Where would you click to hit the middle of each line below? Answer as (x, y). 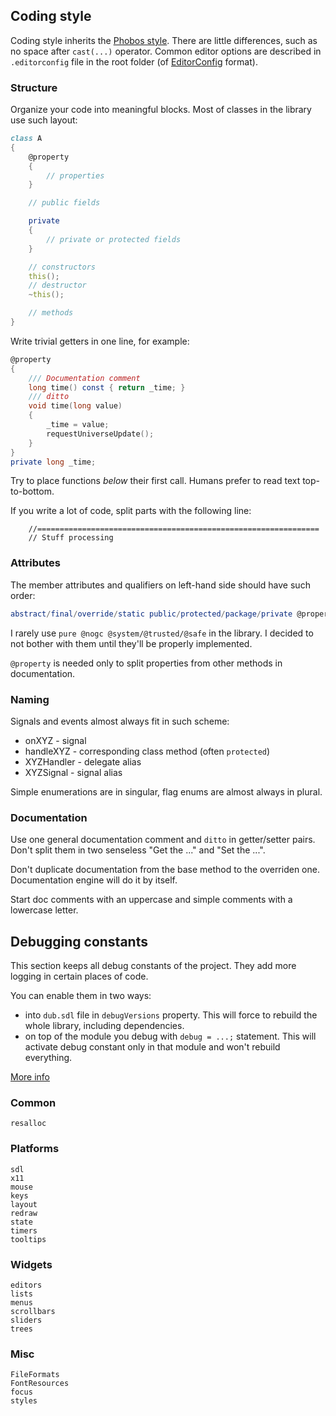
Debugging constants (79, 941)
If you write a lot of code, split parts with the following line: (131, 511)
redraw (24, 1213)
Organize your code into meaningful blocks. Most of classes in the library (161, 110)
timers (24, 1230)
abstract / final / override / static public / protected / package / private (151, 614)
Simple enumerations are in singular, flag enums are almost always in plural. (166, 791)
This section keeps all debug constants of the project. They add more (153, 966)
